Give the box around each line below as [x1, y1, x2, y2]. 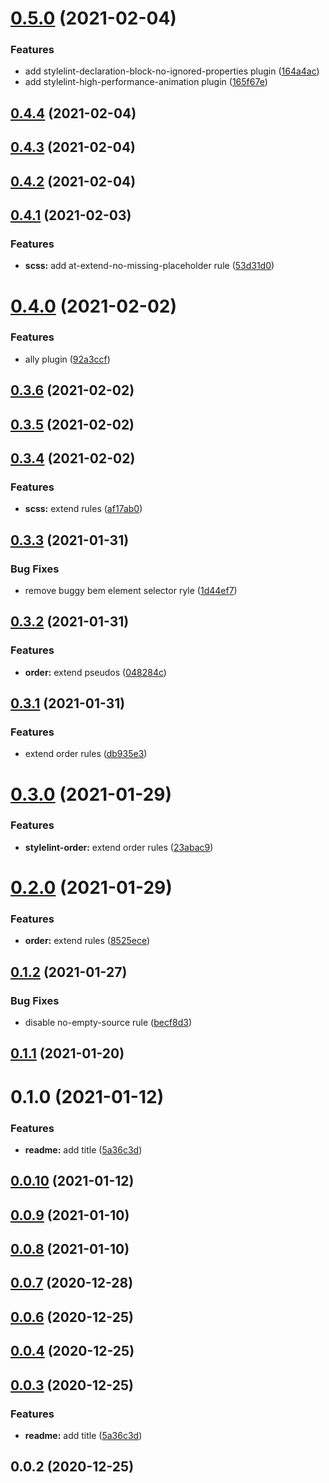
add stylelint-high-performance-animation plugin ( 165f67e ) [24, 76, 268, 88]
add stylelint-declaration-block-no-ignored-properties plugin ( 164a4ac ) [24, 65, 320, 77]
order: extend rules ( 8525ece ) [24, 935, 151, 947]
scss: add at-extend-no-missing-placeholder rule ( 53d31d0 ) [24, 260, 275, 272]
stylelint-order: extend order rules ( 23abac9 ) [24, 841, 214, 853]
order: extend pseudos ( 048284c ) [24, 666, 167, 678]
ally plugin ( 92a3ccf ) [24, 353, 111, 365]
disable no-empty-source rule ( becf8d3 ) [24, 1017, 193, 1029]
